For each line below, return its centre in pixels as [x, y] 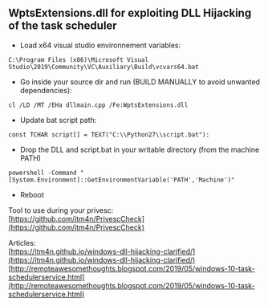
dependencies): [46, 90]
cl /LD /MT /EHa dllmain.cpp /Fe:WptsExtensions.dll [98, 105]
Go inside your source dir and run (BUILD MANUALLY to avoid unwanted [140, 82]
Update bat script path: [58, 120]
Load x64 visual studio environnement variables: [100, 45]
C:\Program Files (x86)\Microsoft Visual [79, 59]
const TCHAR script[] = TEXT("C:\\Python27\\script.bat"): [109, 135]
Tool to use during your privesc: [61, 210]
